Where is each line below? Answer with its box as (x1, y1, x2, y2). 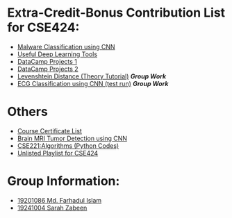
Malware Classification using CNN (17, 42, 116, 51)
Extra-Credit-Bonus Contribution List (7, 5, 226, 21)
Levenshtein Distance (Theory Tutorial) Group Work (17, 72, 167, 81)
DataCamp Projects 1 (17, 57, 78, 65)
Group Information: (7, 174, 120, 189)
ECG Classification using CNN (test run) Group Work (17, 79, 169, 87)
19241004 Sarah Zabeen (17, 203, 88, 212)
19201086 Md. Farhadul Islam (17, 196, 102, 204)
